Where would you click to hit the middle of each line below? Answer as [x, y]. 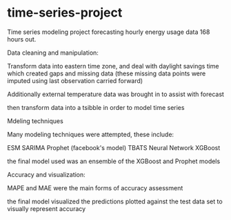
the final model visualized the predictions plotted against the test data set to [115, 201]
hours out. [22, 39]
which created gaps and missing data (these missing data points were [107, 73]
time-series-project [65, 13]
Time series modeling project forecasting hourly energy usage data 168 [109, 32]
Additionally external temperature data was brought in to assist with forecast [115, 94]
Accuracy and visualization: [47, 174]
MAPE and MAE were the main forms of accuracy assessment [95, 187]
